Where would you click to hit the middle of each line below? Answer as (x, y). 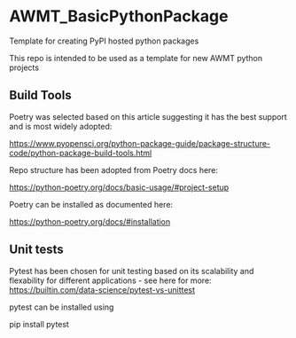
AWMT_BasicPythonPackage (119, 16)
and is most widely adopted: (61, 126)
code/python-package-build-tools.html (81, 153)
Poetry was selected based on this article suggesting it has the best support (148, 116)
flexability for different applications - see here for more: (110, 280)
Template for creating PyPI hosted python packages (104, 41)
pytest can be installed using (62, 307)
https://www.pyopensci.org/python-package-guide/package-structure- (140, 143)
